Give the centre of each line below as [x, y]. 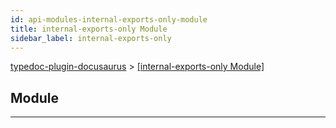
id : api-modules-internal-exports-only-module [109, 19]
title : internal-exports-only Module [89, 29]
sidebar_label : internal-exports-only [91, 38]
